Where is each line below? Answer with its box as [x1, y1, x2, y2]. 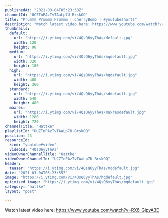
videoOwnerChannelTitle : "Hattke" [5, 152, 77, 157]
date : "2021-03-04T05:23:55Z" [5, 170, 68, 175]
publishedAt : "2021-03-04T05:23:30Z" [5, 7, 84, 13]
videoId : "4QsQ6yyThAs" [9, 147, 59, 152]
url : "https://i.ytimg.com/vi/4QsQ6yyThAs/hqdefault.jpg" [14, 73, 137, 78]
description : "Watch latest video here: [5, 21, 91, 27]
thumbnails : [5, 26, 30, 31]
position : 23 [5, 133, 32, 138]
